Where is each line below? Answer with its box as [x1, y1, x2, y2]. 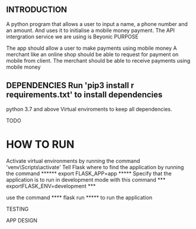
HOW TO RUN [6, 137, 75, 151]
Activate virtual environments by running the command [6, 157, 140, 165]
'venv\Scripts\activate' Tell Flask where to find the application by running [6, 163, 184, 170]
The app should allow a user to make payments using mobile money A [6, 44, 177, 51]
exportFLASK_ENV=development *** [6, 182, 96, 189]
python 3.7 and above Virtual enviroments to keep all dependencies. [6, 105, 173, 112]
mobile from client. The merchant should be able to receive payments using [6, 57, 191, 64]
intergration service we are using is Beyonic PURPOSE [6, 33, 139, 40]
